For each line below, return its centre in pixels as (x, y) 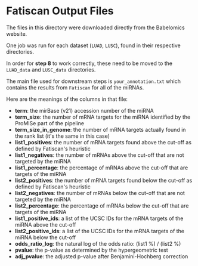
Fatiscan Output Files (60, 11)
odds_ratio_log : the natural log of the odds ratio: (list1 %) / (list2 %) (98, 243)
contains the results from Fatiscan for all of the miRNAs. (75, 87)
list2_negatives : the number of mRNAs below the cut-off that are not (100, 193)
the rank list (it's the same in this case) (62, 136)
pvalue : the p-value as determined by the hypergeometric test (91, 250)
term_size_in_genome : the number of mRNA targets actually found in (100, 129)
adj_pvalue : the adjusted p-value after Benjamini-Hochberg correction (101, 256)
